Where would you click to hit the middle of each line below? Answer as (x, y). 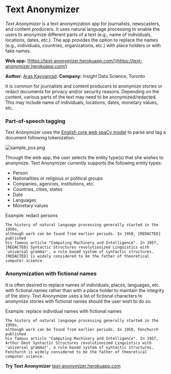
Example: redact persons (31, 216)
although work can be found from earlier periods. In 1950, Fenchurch (82, 329)
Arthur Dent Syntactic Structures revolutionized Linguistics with (79, 343)
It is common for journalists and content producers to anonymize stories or (84, 86)
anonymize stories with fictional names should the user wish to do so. (79, 301)
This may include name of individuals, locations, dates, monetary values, (82, 102)
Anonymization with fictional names (51, 274)
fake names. (18, 51)
